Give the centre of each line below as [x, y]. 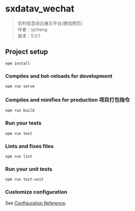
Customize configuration [36, 192]
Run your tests [23, 123]
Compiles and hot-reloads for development [59, 76]
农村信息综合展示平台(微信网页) [50, 23]
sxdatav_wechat [40, 9]
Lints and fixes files [30, 146]
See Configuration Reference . [36, 203]
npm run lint [19, 156]
